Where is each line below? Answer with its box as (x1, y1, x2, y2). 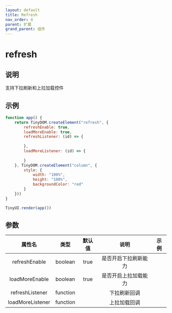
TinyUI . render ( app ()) (5, 205, 52, 211)
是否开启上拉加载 (101, 272, 143, 279)
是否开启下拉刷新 (101, 255, 143, 262)
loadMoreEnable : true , (24, 129, 72, 135)
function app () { (5, 115, 42, 120)
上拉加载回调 (109, 299, 141, 306)
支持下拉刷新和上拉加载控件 (5, 85, 64, 91)
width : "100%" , (32, 172, 66, 177)
